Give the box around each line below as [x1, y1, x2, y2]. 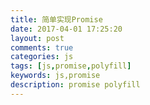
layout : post [10, 33, 65, 43]
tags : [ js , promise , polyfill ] [10, 61, 132, 71]
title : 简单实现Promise [10, 14, 103, 25]
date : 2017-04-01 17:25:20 [10, 24, 123, 34]
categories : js [10, 52, 74, 62]
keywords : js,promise [10, 71, 101, 81]
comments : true [10, 42, 74, 53]
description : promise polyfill [10, 80, 141, 90]
